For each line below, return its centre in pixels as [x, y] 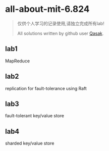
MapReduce [18, 61]
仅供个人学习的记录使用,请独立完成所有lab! [61, 23]
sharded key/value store [30, 143]
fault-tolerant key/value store [35, 116]
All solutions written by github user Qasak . [60, 33]
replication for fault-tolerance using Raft [46, 88]
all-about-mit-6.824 [48, 9]
